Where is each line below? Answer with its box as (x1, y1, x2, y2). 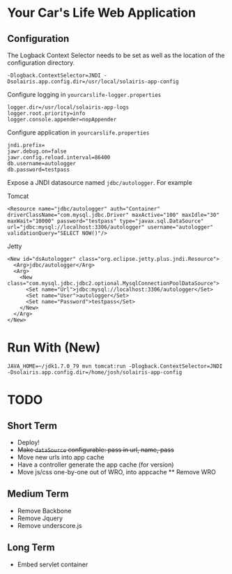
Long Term (7, 542, 55, 554)
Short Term (7, 420, 58, 432)
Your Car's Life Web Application (7, 5, 196, 21)
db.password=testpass (7, 166, 70, 173)
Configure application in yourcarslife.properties (7, 128, 150, 137)
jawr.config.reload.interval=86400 (7, 154, 111, 161)
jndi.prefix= (7, 142, 45, 149)
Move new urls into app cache (17, 453, 105, 461)
